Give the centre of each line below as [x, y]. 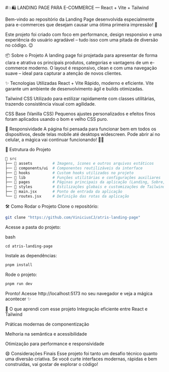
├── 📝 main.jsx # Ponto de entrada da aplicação [64, 192]
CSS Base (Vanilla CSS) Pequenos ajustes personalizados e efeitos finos [80, 114]
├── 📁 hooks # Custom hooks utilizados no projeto [70, 173]
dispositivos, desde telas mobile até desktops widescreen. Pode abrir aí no [83, 134]
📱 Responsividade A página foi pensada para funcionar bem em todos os [81, 129]
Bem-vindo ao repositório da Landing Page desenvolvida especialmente [80, 19]
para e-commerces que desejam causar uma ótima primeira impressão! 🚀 [81, 25]
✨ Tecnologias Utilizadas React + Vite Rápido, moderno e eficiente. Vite [80, 83]
